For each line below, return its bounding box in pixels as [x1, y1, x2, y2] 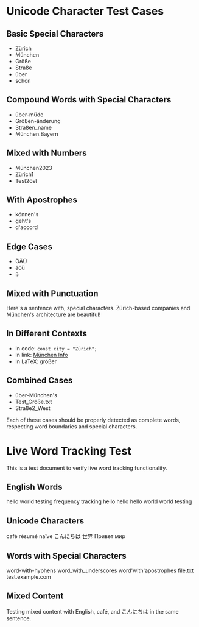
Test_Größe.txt [15, 398, 52, 405]
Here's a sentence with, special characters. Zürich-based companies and [6, 305, 190, 312]
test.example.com [6, 573, 52, 581]
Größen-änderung [15, 117, 61, 124]
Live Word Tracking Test [6, 444, 132, 458]
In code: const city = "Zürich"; [15, 344, 97, 352]
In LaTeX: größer [15, 358, 57, 365]
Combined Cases [6, 375, 73, 386]
